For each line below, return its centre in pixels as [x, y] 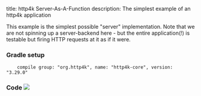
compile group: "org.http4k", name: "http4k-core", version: [95, 67]
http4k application [29, 15]
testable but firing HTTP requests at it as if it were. [68, 39]
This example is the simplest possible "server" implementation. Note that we [100, 27]
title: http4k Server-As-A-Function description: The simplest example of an [98, 9]
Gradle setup [25, 55]
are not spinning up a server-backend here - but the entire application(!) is [98, 33]
